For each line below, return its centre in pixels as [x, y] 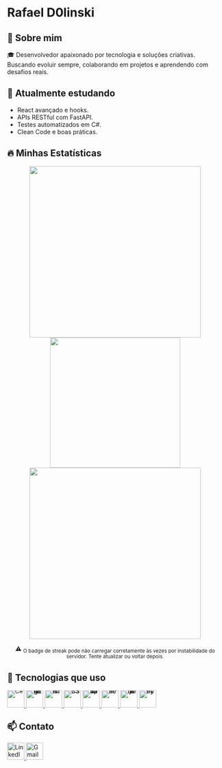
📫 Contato [31, 727]
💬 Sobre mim [35, 38]
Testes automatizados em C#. [59, 124]
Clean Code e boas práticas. [57, 132]
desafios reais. [28, 72]
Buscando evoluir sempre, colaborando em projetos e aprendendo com [108, 64]
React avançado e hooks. [53, 110]
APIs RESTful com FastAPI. [55, 117]
